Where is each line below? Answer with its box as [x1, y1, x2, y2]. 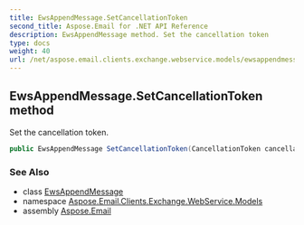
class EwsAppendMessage [22, 186, 124, 197]
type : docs [9, 38, 51, 48]
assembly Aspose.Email [22, 205, 111, 216]
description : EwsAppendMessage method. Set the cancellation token [9, 30, 270, 39]
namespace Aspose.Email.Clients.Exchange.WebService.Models [22, 195, 263, 206]
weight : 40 [9, 47, 51, 56]
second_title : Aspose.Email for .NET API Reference [9, 22, 208, 31]
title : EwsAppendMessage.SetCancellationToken [9, 13, 188, 23]
